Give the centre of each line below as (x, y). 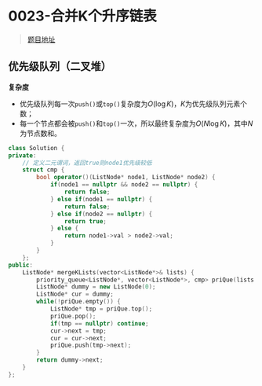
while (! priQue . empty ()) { (79, 302)
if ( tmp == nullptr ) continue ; (99, 323)
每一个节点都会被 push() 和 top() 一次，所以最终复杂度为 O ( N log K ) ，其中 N (136, 123)
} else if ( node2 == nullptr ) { (101, 214)
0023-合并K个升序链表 (82, 16)
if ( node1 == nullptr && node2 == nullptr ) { (124, 185)
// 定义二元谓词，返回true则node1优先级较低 (87, 163)
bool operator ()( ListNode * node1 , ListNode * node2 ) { (126, 178)
